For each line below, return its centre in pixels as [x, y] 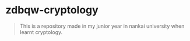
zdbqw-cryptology [52, 10]
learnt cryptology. [41, 32]
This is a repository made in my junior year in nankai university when [102, 26]
